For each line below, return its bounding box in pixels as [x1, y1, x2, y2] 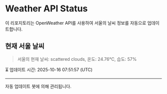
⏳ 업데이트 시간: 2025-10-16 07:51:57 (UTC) [5, 66, 93, 72]
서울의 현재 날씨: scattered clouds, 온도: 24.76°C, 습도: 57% [17, 56, 137, 62]
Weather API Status [5, 3, 88, 14]
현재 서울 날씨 [5, 42, 45, 50]
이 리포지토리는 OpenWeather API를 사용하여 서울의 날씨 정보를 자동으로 [5, 20, 147, 26]
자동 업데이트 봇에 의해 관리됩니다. [5, 83, 72, 89]
